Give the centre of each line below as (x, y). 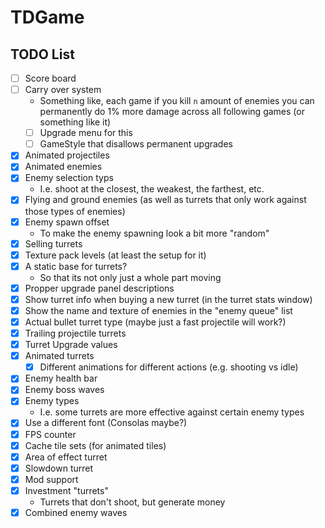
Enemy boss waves (64, 390)
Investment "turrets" (66, 490)
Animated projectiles (67, 155)
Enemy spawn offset (67, 222)
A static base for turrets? (76, 266)
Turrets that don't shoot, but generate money (132, 502)
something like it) (75, 122)
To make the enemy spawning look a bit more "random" (154, 233)
